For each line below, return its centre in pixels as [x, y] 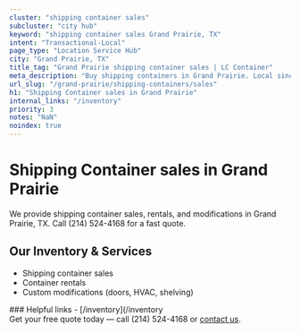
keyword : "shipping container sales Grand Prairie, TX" [115, 34]
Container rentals [54, 282]
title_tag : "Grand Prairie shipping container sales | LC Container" [142, 68]
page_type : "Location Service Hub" [75, 51]
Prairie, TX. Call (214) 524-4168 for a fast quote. [97, 223]
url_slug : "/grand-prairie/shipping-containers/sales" [113, 84]
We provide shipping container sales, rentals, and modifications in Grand [143, 213]
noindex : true [36, 126]
